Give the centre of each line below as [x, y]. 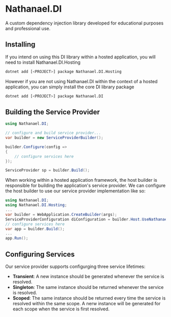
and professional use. [28, 28]
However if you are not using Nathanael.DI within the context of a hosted [81, 81]
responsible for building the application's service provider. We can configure [85, 186]
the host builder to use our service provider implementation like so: [76, 191]
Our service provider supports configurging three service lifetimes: [75, 266]
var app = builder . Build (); [35, 229]
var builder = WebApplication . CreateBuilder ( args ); [61, 214]
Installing [20, 45]
